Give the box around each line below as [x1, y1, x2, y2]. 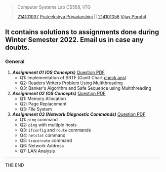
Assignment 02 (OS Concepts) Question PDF [12, 90, 106, 96]
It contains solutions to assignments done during [5, 28, 159, 36]
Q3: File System [19, 106, 52, 112]
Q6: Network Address [19, 142, 64, 148]
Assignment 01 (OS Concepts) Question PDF [12, 69, 105, 75]
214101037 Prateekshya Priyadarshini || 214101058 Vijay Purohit [17, 14, 147, 19]
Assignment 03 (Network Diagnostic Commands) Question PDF [12, 111, 146, 117]
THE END [5, 162, 24, 168]
